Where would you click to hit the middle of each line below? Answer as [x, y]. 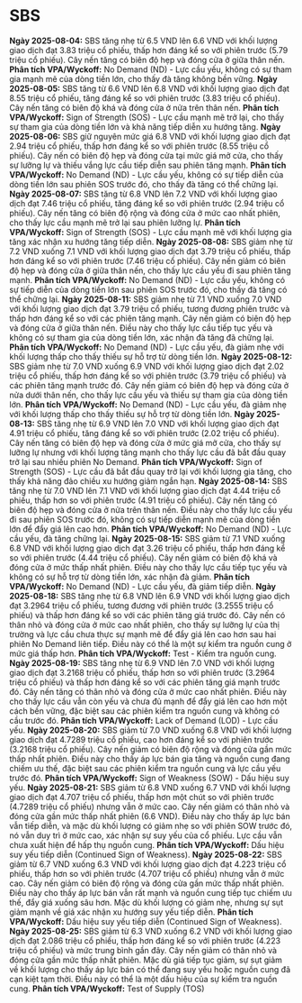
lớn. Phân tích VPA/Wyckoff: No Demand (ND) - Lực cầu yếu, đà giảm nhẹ [148, 404]
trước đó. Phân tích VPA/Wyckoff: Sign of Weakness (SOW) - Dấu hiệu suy [149, 778]
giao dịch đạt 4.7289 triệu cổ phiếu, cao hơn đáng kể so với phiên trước [142, 739]
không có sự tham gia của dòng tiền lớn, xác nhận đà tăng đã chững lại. [142, 337]
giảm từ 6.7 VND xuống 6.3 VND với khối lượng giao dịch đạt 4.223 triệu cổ [148, 864]
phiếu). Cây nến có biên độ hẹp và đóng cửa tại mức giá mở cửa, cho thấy [146, 155]
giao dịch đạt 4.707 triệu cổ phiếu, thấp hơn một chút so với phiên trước [142, 797]
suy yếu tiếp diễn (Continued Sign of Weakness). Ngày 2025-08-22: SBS [146, 854]
